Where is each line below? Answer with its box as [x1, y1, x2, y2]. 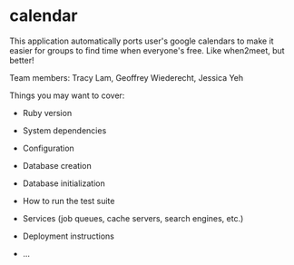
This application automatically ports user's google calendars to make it [9, 35, 274, 46]
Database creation [22, 160, 93, 171]
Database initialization [22, 178, 106, 189]
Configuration [22, 142, 74, 153]
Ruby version [22, 107, 73, 118]
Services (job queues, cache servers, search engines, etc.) [22, 212, 244, 223]
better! [9, 54, 34, 65]
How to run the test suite [22, 195, 115, 206]
